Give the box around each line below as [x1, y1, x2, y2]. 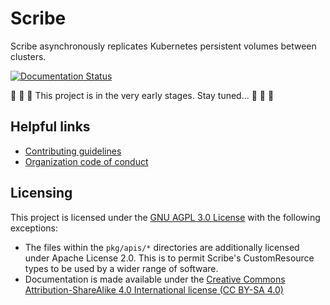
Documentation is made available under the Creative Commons [24, 273, 286, 285]
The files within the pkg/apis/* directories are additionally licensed [24, 241, 300, 253]
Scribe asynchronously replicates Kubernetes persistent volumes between [10, 40, 317, 52]
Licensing [10, 185, 73, 202]
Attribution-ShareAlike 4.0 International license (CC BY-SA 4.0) [24, 283, 284, 296]
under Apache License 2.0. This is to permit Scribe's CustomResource [24, 252, 315, 264]
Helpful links [10, 118, 91, 136]
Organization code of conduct [24, 155, 149, 167]
